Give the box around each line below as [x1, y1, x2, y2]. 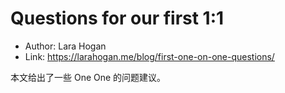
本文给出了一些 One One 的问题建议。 [10, 71, 167, 83]
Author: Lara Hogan [24, 40, 107, 52]
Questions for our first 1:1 [10, 7, 225, 30]
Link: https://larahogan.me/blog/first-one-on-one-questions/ [24, 50, 275, 62]
